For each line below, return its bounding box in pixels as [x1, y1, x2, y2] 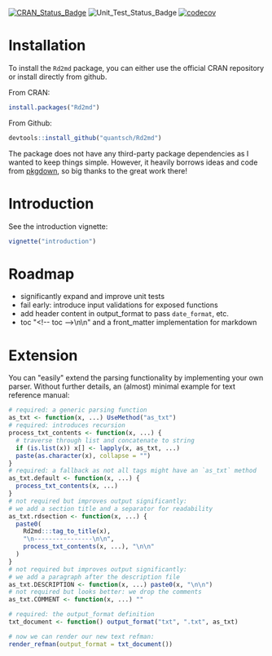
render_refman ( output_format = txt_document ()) [8, 640, 173, 648]
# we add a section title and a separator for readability [8, 504, 213, 513]
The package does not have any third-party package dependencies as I [8, 148, 249, 158]
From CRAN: [8, 87, 50, 97]
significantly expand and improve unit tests [20, 292, 165, 302]
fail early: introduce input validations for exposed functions [20, 300, 218, 310]
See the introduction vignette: [8, 221, 108, 231]
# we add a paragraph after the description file [8, 573, 181, 581]
